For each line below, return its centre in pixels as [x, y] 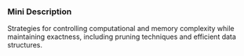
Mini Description [40, 12]
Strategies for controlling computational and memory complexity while [121, 29]
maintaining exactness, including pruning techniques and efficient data [122, 37]
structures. [25, 45]
